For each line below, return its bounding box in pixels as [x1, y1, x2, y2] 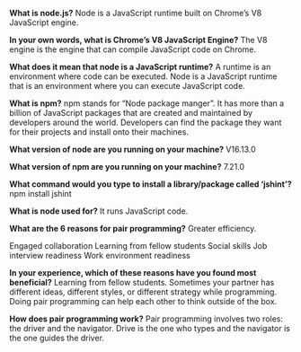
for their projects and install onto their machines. [9, 127, 189, 137]
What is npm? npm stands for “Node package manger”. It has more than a [9, 98, 285, 109]
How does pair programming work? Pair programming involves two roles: [9, 313, 284, 324]
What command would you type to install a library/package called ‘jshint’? [9, 179, 292, 189]
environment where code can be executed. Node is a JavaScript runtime [9, 71, 278, 82]
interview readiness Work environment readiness [9, 251, 190, 260]
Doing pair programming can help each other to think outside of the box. [9, 296, 278, 306]
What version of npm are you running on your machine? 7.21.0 [9, 162, 245, 172]
